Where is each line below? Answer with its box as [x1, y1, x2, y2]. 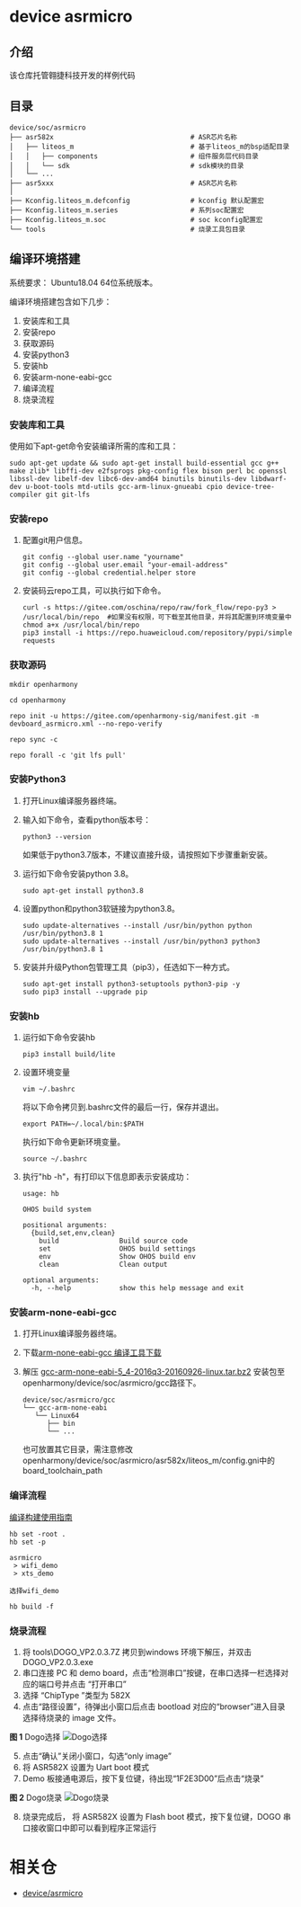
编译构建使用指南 [9, 1511, 73, 1522]
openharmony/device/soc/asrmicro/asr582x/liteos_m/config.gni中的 [22, 1455, 276, 1466]
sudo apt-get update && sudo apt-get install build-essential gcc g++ [9, 459, 279, 468]
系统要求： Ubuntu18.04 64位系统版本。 [9, 277, 158, 288]
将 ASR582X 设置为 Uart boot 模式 [22, 1762, 150, 1772]
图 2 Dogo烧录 [9, 1792, 63, 1803]
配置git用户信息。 [22, 535, 88, 546]
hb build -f [9, 1602, 54, 1611]
